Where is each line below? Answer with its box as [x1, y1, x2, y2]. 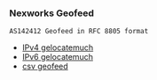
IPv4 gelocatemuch [21, 42, 94, 53]
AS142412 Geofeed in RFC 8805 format [9, 27, 149, 36]
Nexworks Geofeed [9, 7, 95, 19]
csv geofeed [21, 61, 68, 72]
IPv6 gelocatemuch [21, 52, 93, 62]
